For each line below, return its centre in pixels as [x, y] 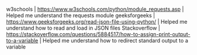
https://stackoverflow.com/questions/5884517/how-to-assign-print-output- [99, 34]
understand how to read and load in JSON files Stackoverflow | [83, 28]
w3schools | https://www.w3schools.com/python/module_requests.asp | [95, 9]
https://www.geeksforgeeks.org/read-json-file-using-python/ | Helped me [97, 22]
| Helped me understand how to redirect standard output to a [114, 41]
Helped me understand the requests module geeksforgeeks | [81, 15]
